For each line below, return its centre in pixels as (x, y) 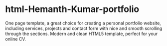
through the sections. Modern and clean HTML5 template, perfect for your (82, 33)
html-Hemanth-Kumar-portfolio (72, 9)
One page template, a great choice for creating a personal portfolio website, (83, 23)
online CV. (16, 39)
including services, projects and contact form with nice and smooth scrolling (84, 28)
